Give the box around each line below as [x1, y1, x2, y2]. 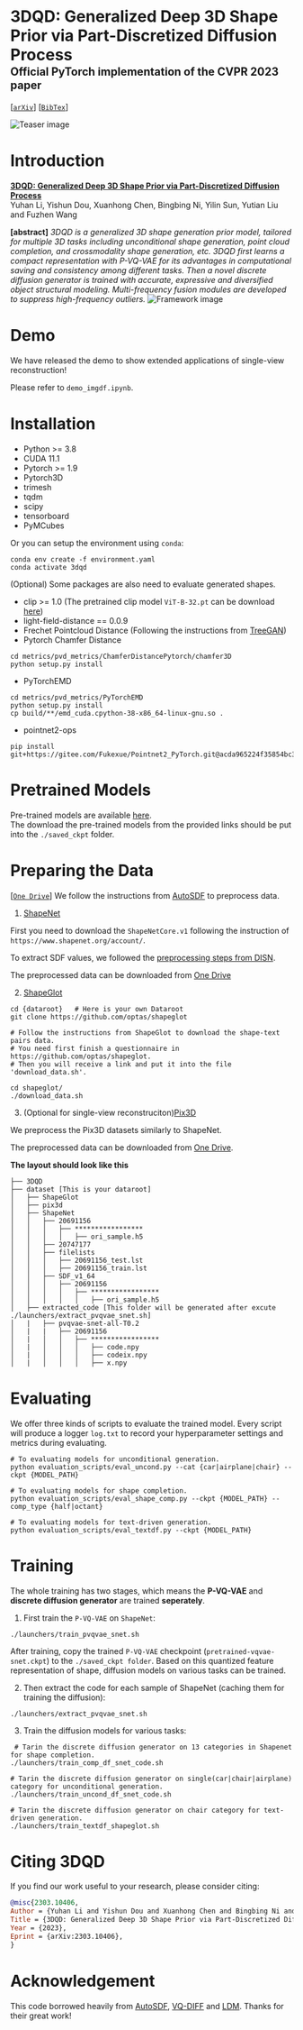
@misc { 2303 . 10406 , [10, 1898, 79, 1907]
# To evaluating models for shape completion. [10, 1486, 188, 1495]
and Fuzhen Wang [10, 209, 77, 220]
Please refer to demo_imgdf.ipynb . [10, 381, 134, 393]
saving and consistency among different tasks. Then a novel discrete [10, 264, 267, 276]
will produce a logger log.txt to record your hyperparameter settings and [10, 1427, 284, 1439]
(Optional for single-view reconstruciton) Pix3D [22, 1107, 197, 1118]
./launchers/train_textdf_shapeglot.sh [10, 1821, 160, 1831]
